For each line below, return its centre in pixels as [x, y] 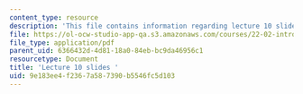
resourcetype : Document [54, 59]
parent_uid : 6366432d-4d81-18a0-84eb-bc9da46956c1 [106, 51]
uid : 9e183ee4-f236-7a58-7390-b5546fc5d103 [92, 76]
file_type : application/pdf [62, 43]
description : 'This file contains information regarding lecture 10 [141, 26]
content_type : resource [54, 17]
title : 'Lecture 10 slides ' [64, 68]
